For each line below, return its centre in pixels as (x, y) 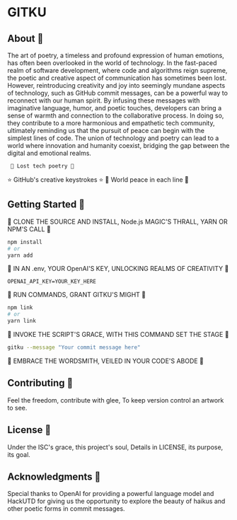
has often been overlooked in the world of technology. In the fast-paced (112, 63)
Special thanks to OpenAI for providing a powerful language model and (111, 494)
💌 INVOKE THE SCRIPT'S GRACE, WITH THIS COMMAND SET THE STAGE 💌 (118, 335)
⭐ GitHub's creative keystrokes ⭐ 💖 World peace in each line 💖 (98, 180)
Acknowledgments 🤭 (54, 476)
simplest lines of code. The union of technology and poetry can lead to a (113, 138)
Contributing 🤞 (40, 383)
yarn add (20, 255)
